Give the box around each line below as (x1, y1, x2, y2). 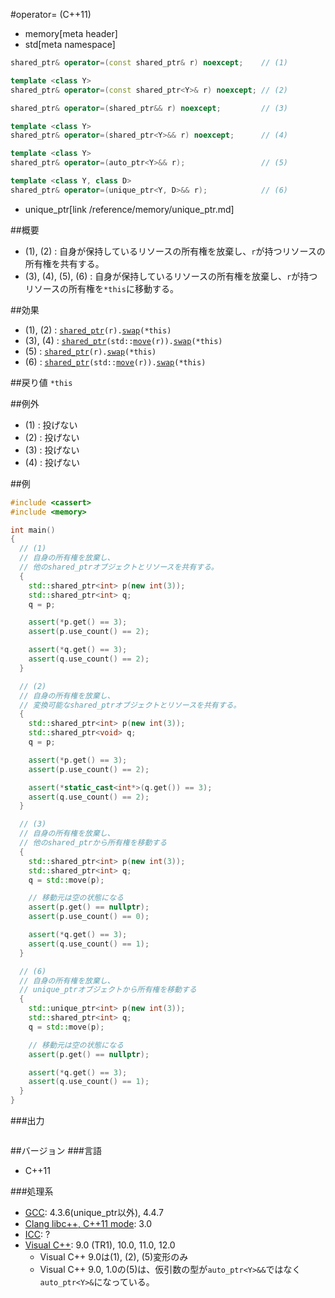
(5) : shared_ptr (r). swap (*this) (24, 345, 157, 357)
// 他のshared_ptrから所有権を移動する (19, 838, 168, 848)
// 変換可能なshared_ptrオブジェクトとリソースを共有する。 (19, 700, 242, 710)
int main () (10, 525, 56, 535)
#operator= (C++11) (10, 9, 92, 20)
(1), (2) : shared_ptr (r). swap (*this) (24, 324, 172, 336)
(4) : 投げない (24, 456, 80, 468)
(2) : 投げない (24, 431, 80, 443)
